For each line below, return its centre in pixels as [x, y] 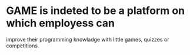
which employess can [60, 23]
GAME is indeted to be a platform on [96, 11]
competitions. [23, 46]
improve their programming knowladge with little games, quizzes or [88, 39]
